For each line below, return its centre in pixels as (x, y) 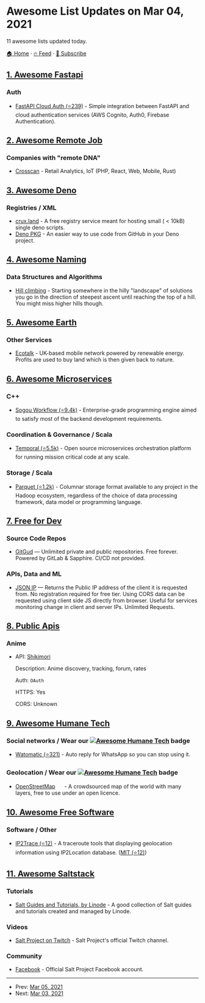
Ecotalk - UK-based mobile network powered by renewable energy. (100, 353)
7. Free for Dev (34, 521)
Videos (17, 927)
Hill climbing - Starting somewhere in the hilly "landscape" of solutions (104, 290)
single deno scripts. (40, 228)
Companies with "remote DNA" (53, 158)
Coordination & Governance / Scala (59, 434)
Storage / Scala (30, 473)
